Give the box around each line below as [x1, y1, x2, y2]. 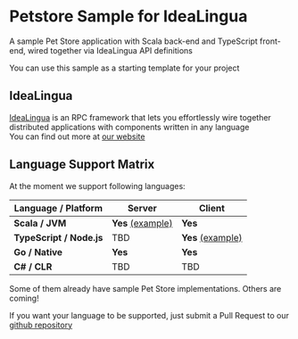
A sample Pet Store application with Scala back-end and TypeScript [9, 36, 259, 46]
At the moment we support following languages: [9, 180, 186, 191]
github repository [9, 319, 73, 330]
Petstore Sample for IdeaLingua [9, 6, 248, 27]
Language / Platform [13, 202, 103, 214]
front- [260, 36, 281, 46]
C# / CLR [13, 260, 53, 273]
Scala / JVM [13, 217, 67, 229]
